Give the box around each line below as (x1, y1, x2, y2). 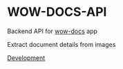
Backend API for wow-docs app (7, 27, 98, 35)
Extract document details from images (7, 40, 116, 48)
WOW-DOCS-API (7, 4, 107, 20)
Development (7, 53, 46, 62)
